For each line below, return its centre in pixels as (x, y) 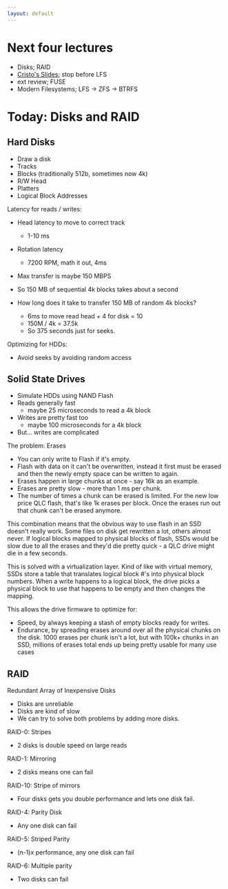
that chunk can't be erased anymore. (70, 510)
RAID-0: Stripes (29, 732)
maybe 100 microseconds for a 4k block (84, 425)
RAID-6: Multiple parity (40, 866)
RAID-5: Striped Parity (39, 839)
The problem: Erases (37, 446)
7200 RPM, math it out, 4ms (67, 262)
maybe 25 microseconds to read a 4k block (89, 410)
